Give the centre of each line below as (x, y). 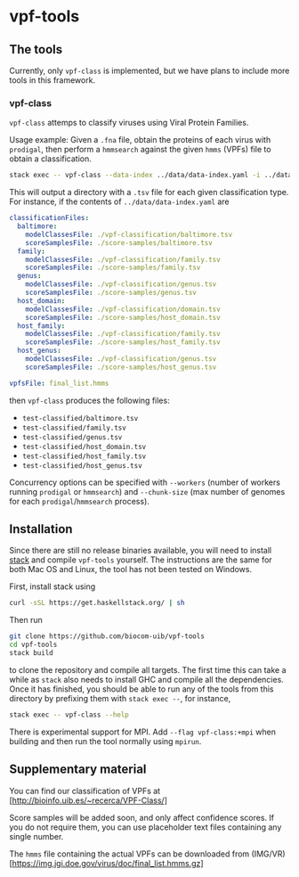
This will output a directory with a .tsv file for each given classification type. (149, 193)
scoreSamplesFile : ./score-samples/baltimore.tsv (119, 242)
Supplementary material (78, 770)
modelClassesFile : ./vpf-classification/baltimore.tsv (129, 234)
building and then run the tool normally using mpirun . (105, 741)
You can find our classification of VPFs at (85, 791)
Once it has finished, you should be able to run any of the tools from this (141, 689)
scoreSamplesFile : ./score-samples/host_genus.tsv (121, 367)
